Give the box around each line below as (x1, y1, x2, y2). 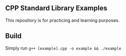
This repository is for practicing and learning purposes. (5, 17, 120, 23)
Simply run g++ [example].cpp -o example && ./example (5, 45, 121, 51)
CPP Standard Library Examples (5, 4, 107, 12)
